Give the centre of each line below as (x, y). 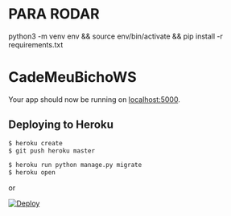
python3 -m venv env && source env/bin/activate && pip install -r (116, 36)
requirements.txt (36, 44)
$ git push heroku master (52, 151)
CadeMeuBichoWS (72, 77)
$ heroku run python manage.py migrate (75, 165)
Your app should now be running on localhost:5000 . (95, 99)
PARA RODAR (54, 14)
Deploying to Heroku (61, 125)
